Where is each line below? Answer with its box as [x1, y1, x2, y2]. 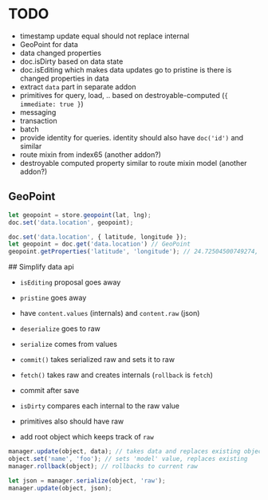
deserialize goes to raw [19, 324, 101, 333]
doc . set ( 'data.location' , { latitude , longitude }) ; [8, 233, 187, 241]
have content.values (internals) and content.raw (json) [19, 309, 200, 318]
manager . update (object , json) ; [8, 484, 112, 492]
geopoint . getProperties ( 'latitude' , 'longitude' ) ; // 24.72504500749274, [8, 248, 259, 256]
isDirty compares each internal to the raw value [19, 401, 179, 411]
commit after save [19, 386, 80, 396]
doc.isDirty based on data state [19, 57, 124, 66]
